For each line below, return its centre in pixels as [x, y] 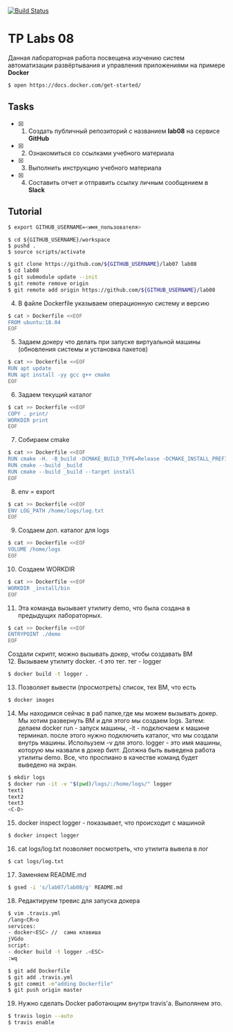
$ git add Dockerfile [39, 971]
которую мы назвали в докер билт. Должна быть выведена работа [116, 750]
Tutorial [25, 212]
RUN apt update [30, 368]
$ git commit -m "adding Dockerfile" [60, 984]
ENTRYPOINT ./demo [34, 634]
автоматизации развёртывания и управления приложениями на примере [116, 65]
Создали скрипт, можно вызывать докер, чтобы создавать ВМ [100, 654]
